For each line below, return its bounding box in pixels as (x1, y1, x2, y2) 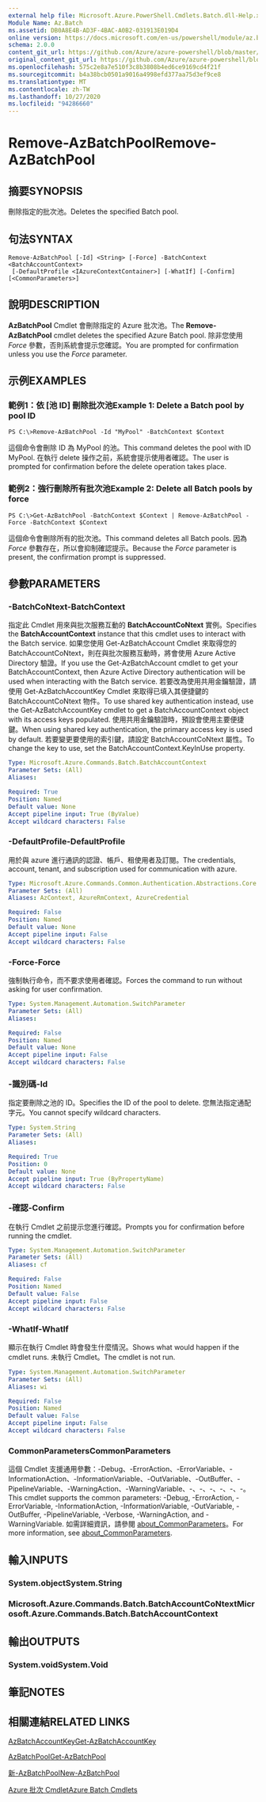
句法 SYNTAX (8, 232, 74, 246)
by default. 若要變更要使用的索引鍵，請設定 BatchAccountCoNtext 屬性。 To (8, 734, 255, 745)
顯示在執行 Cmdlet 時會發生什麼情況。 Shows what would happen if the (8, 1342, 240, 1351)
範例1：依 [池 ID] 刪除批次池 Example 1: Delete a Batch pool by (8, 400, 245, 411)
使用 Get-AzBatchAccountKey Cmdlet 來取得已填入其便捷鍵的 (8, 687, 209, 696)
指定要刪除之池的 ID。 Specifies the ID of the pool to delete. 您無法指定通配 (8, 1098, 252, 1107)
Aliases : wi (8, 1383, 47, 1391)
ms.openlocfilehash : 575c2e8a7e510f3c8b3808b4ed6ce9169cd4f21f (8, 63, 222, 71)
